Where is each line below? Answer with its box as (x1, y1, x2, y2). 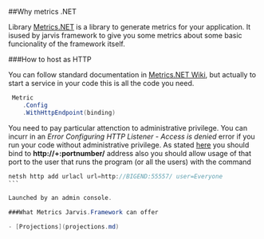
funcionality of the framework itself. (8, 39, 125, 49)
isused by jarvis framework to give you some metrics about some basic (8, 31, 242, 40)
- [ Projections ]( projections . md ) (8, 223, 120, 231)
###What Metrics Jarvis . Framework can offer (8, 209, 159, 217)
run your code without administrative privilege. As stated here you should (8, 139, 250, 150)
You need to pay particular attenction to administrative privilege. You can (8, 123, 248, 132)
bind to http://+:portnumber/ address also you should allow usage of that (8, 148, 251, 158)
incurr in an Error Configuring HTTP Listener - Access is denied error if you (8, 131, 255, 141)
